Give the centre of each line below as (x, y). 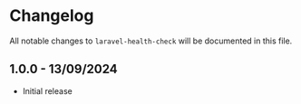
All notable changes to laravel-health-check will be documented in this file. (151, 41)
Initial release (47, 90)
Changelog (52, 16)
